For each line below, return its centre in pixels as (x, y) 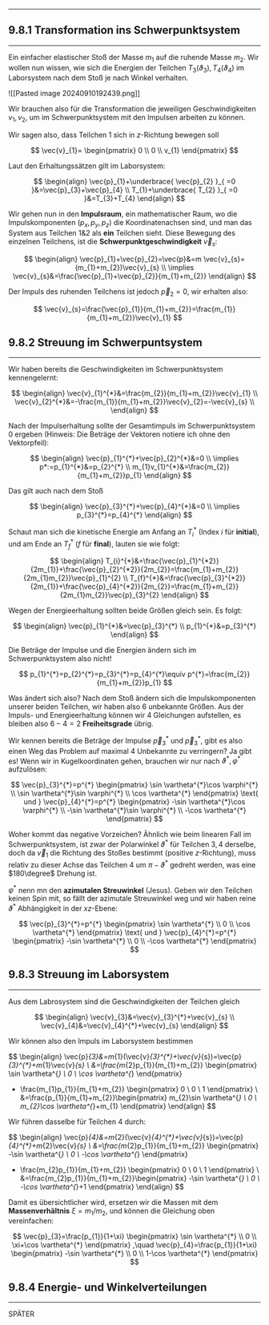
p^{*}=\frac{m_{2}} (219, 675)
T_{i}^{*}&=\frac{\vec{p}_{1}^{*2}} (162, 561)
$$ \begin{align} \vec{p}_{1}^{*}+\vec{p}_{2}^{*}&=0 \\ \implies (134, 458)
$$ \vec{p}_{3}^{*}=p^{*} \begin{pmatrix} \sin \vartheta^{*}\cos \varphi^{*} (134, 785)
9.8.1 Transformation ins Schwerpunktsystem (124, 30)
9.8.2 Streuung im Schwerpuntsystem (105, 342)
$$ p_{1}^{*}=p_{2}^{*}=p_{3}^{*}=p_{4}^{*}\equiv (102, 675)
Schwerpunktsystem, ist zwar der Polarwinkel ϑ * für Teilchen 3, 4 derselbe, (132, 844)
